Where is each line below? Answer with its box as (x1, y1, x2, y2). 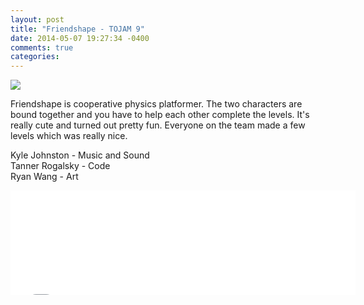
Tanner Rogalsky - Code (10, 160, 111, 172)
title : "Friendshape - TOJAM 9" (10, 24, 145, 34)
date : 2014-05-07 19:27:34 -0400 (10, 33, 150, 43)
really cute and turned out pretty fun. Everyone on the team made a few (10, 119, 306, 131)
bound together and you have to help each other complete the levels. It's (10, 109, 310, 121)
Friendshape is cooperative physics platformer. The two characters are (10, 98, 303, 110)
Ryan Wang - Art (10, 171, 79, 183)
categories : (10, 52, 60, 62)
